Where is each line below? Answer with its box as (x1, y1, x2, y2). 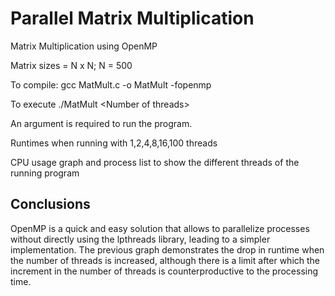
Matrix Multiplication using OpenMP (10, 40, 158, 52)
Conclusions (10, 196, 91, 213)
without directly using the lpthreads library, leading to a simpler (10, 233, 271, 245)
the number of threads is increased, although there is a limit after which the (10, 254, 321, 266)
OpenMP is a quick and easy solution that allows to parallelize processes (10, 222, 310, 234)
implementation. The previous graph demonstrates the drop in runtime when (10, 243, 325, 256)
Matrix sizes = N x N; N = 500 (10, 59, 133, 71)
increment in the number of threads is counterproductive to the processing (10, 265, 319, 277)
